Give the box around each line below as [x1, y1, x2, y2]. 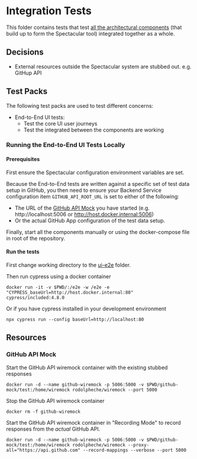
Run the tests [6, 248, 40, 255]
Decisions [6, 47, 44, 57]
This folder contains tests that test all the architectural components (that [6, 24, 182, 31]
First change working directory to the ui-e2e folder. [6, 261, 131, 268]
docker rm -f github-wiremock [6, 409, 81, 415]
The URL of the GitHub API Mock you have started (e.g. [14, 204, 150, 211]
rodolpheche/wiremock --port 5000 [72, 387, 158, 393]
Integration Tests [6, 4, 92, 18]
